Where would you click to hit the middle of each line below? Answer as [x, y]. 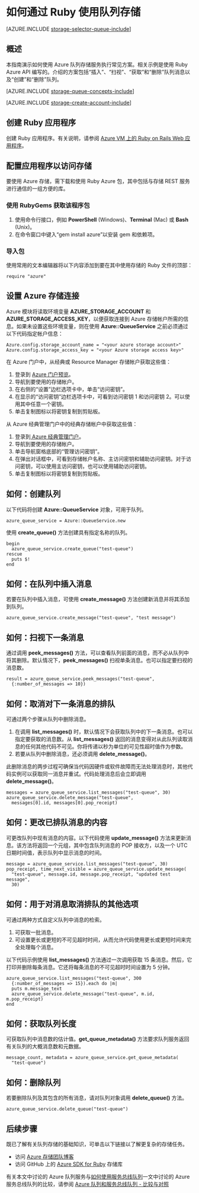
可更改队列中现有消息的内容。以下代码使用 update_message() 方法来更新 [96, 838]
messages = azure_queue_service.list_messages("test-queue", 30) [88, 793]
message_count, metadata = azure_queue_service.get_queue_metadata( [92, 1058]
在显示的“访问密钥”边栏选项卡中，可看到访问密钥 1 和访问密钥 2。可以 [100, 396]
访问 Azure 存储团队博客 [44, 1157]
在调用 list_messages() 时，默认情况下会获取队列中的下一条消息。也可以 [104, 732]
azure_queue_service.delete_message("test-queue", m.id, [83, 994]
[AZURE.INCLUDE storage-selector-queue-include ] [69, 29]
